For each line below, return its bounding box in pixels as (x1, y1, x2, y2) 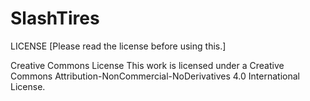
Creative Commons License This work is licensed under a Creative (10, 59, 285, 71)
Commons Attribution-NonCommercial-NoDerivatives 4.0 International (10, 70, 300, 82)
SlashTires (10, 7, 100, 30)
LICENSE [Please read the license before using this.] (10, 40, 227, 52)
